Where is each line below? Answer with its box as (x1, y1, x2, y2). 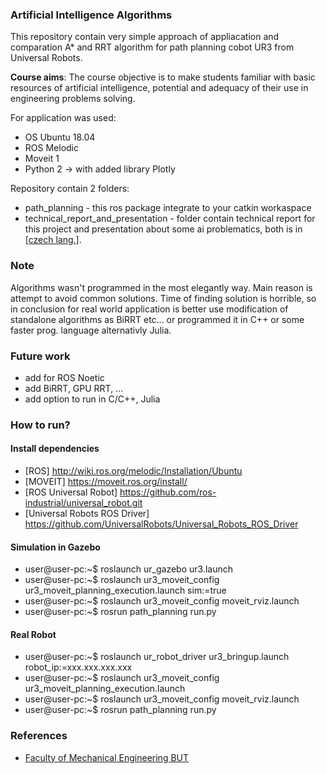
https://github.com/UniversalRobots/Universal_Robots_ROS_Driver (24, 518, 299, 530)
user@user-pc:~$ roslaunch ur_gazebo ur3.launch (24, 563, 233, 575)
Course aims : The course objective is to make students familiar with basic (10, 71, 316, 83)
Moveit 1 (24, 153, 60, 165)
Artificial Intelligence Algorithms (10, 8, 173, 22)
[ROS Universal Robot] (24, 486, 118, 498)
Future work (10, 349, 71, 363)
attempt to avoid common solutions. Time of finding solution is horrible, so (10, 292, 317, 304)
